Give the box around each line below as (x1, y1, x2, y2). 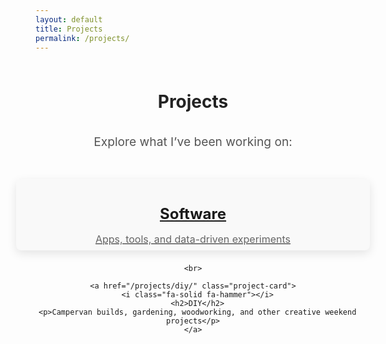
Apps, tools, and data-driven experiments (94, 232, 292, 246)
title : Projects (35, 24, 103, 34)
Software (159, 204, 227, 224)
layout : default (35, 14, 103, 25)
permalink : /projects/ (35, 33, 130, 43)
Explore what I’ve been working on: (93, 133, 293, 150)
